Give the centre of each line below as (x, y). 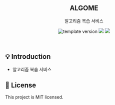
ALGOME (84, 8)
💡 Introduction (28, 57)
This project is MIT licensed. (34, 97)
